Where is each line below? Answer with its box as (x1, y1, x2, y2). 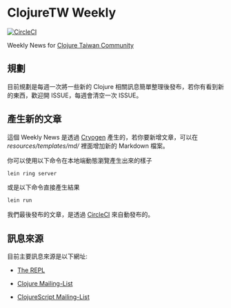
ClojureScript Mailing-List (17, 293, 90, 301)
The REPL (17, 266, 46, 274)
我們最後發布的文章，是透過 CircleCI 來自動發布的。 (7, 211, 154, 219)
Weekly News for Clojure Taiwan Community (7, 41, 134, 49)
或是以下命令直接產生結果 (7, 183, 80, 191)
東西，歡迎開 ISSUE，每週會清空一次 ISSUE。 (12, 91, 143, 99)
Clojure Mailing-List (17, 280, 73, 288)
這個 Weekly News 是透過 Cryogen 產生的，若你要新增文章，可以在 (7, 133, 199, 141)
